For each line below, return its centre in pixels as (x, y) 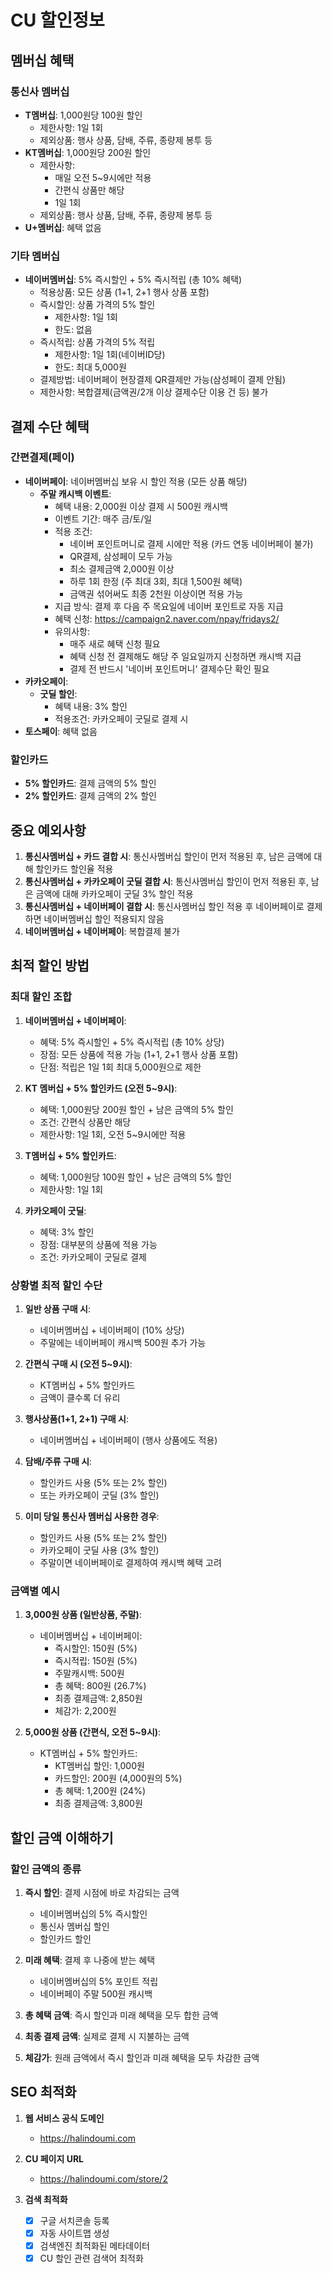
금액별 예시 (35, 1591)
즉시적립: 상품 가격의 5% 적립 (97, 342)
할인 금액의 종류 (46, 1869)
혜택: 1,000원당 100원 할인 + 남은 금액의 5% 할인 (135, 1177)
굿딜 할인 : (58, 693)
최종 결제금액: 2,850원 (98, 1698)
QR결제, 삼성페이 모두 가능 (121, 556)
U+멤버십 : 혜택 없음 (63, 227)
